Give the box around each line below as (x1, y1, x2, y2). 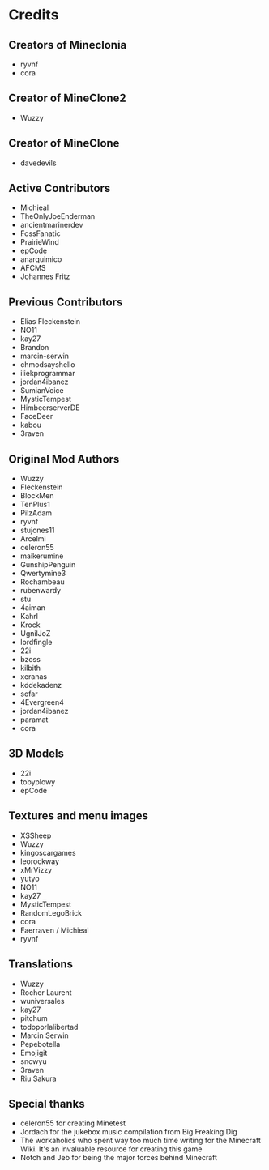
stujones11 (19, 525, 55, 536)
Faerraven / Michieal (19, 925, 89, 935)
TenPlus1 (19, 500, 50, 510)
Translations (8, 958, 74, 971)
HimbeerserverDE (19, 403, 80, 412)
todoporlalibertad (19, 1022, 79, 1031)
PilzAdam (19, 508, 53, 518)
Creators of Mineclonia (8, 38, 127, 52)
